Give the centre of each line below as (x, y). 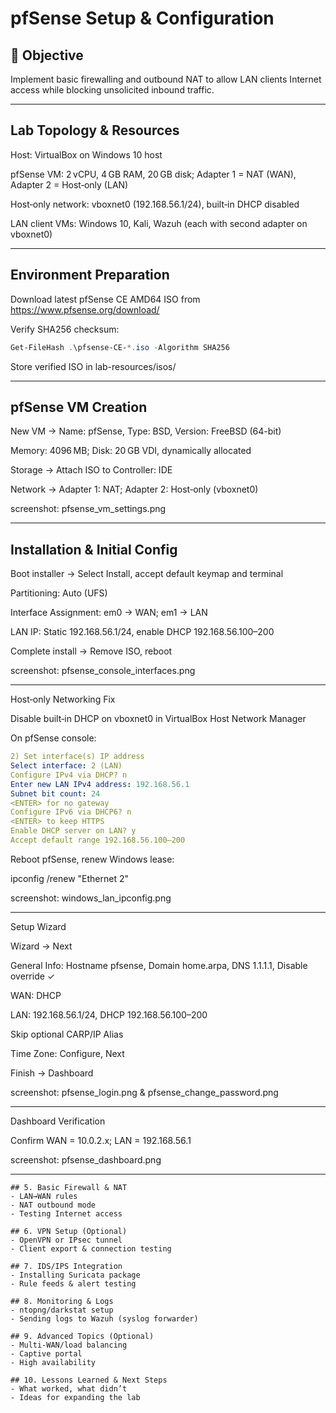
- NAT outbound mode (53, 1205)
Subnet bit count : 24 (55, 793)
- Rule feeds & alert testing (73, 1283)
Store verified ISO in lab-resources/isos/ (93, 366)
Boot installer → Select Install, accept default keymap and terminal (147, 574)
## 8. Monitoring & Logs (62, 1301)
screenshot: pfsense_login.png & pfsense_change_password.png (144, 1092)
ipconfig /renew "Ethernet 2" (69, 878)
